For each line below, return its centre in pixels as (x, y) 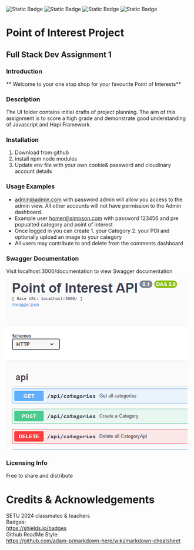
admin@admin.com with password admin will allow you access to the (98, 199)
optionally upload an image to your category (68, 237)
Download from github (42, 152)
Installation (23, 140)
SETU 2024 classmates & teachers (48, 516)
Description (23, 99)
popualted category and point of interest (63, 224)
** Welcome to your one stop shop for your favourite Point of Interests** (93, 84)
